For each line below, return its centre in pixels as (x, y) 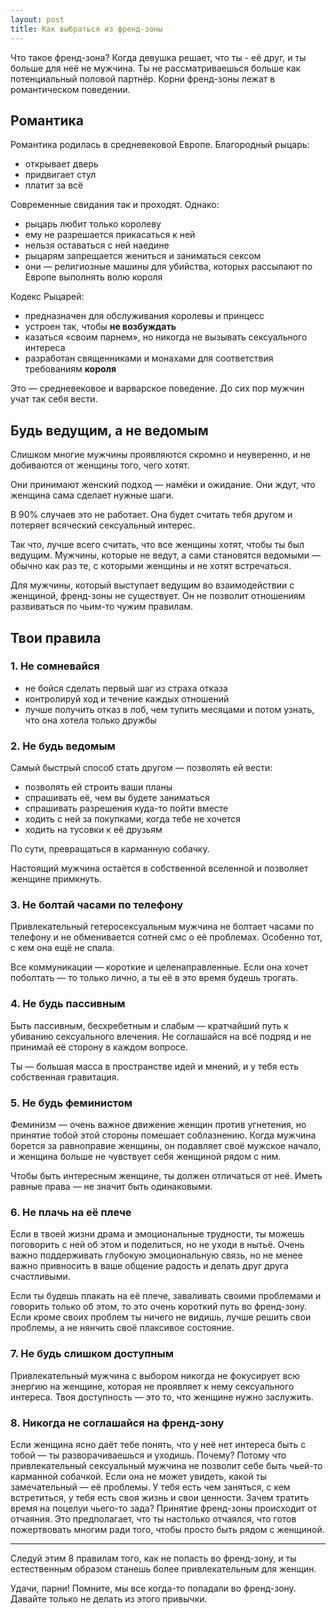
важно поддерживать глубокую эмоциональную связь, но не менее (156, 1255)
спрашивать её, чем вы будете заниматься (117, 798)
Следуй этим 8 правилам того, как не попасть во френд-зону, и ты (153, 1558)
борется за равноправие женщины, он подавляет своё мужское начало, (166, 1145)
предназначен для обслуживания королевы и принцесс (144, 316)
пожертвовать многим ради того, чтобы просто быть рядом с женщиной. (167, 1529)
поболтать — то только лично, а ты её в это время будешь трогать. (154, 978)
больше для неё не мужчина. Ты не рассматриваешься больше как (156, 68)
